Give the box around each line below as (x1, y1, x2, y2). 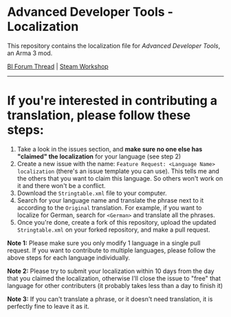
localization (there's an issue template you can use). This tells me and (16, 167, 220, 175)
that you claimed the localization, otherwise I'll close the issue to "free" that (7, 274, 221, 283)
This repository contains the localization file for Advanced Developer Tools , (7, 41, 221, 50)
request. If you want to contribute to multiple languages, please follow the (7, 246, 216, 254)
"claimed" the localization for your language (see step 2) (16, 152, 181, 161)
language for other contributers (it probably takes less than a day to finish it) (7, 281, 223, 289)
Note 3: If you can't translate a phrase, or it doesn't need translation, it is (7, 294, 213, 303)
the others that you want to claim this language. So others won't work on (16, 174, 223, 183)
